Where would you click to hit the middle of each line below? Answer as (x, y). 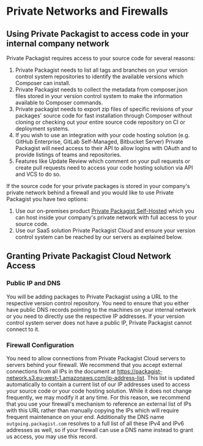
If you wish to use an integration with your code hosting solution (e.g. (102, 135)
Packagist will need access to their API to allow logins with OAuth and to (106, 148)
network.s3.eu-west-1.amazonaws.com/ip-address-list (76, 377)
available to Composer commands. (59, 103)
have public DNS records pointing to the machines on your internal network (101, 309)
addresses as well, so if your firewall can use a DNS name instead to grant (100, 429)
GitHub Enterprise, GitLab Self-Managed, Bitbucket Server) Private (99, 142)
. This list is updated (169, 377)
